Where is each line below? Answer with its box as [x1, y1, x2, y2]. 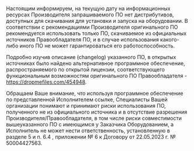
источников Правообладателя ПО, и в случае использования [6, 36, 159, 43]
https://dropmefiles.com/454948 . [6, 78, 87, 85]
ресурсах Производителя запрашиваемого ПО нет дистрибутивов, [6, 11, 174, 18]
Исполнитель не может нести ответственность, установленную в [6, 127, 171, 134]
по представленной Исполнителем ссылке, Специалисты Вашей [6, 96, 168, 103]
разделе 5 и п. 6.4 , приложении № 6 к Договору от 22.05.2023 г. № [6, 133, 176, 140]
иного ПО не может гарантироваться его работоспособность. [19, 42, 175, 49]
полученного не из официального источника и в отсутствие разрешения [6, 108, 188, 115]
